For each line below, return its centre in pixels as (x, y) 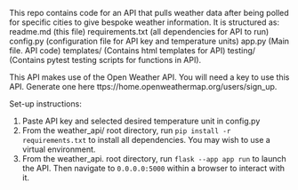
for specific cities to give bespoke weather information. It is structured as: (145, 22)
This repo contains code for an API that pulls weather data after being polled (149, 13)
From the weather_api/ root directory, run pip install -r (126, 131)
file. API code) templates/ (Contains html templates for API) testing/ (133, 51)
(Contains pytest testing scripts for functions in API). (105, 60)
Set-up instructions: (45, 104)
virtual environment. (59, 149)
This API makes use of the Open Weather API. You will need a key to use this (149, 77)
